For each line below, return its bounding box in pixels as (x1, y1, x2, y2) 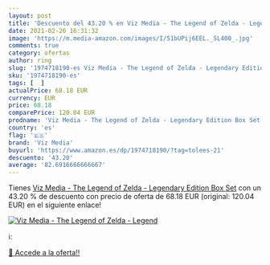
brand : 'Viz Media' (8, 138, 74, 147)
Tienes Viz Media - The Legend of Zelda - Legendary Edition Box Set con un (8, 183, 262, 193)
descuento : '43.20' (8, 153, 74, 161)
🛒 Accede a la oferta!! (8, 248, 80, 258)
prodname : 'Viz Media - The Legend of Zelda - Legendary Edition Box (8, 116, 247, 124)
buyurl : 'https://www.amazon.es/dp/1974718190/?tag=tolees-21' (8, 146, 225, 154)
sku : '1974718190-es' (8, 71, 81, 79)
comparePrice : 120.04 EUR (8, 109, 95, 117)
